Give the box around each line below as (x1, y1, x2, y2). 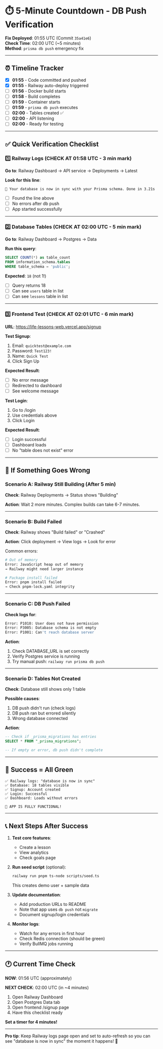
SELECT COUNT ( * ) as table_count (5, 255, 70, 260)
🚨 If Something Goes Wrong (5, 466, 91, 475)
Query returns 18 (12, 282, 46, 289)
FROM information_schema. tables (5, 260, 70, 265)
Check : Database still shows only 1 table (5, 686, 86, 692)
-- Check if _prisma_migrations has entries (5, 735, 97, 739)
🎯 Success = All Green (5, 766, 74, 774)
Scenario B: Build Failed (5, 518, 62, 525)
